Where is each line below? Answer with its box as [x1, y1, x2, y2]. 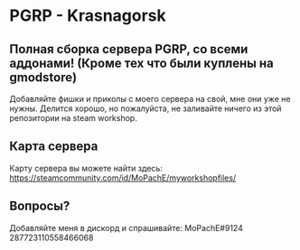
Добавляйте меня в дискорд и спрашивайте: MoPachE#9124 [9, 222, 244, 233]
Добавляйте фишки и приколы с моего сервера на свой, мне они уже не [9, 94, 291, 104]
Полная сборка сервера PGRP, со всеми [9, 42, 248, 57]
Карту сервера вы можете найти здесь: [9, 162, 163, 173]
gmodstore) [9, 69, 78, 85]
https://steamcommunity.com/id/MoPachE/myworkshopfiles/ [9, 172, 237, 183]
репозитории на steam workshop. [9, 113, 137, 123]
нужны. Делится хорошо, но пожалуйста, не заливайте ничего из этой [9, 103, 282, 114]
